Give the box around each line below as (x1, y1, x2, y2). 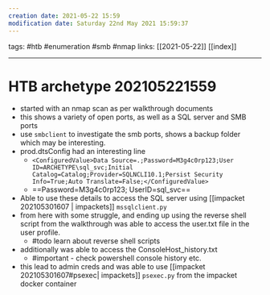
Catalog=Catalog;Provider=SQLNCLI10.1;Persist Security (31, 171, 223, 179)
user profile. (19, 227, 60, 238)
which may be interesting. (19, 138, 106, 147)
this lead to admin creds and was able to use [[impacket (19, 262, 206, 272)
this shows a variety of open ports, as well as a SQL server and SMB (19, 112, 247, 122)
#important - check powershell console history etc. (31, 253, 202, 263)
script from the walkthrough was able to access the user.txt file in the (19, 219, 250, 229)
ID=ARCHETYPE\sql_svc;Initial (31, 164, 134, 172)
